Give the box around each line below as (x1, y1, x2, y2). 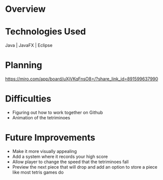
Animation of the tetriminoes (12, 115, 71, 120)
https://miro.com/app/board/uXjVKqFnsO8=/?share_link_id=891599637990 (5, 76, 159, 82)
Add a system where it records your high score (12, 153, 108, 159)
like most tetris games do (12, 169, 64, 175)
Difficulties (5, 93, 51, 105)
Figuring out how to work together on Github (12, 109, 103, 115)
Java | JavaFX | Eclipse (5, 42, 53, 48)
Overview (5, 3, 46, 15)
